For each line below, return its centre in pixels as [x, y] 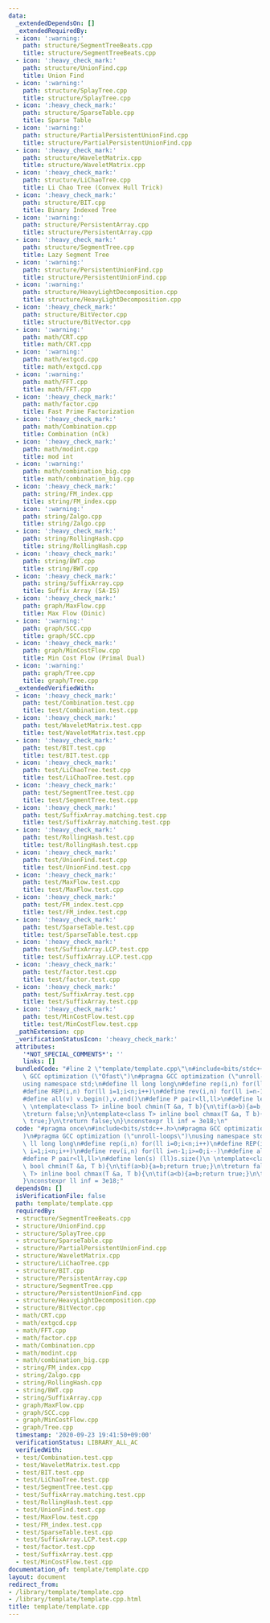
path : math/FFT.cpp [55, 382]
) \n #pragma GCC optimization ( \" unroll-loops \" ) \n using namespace [136, 1137]
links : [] [39, 1061]
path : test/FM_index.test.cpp [74, 905]
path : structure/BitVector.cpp [75, 314]
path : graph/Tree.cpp [59, 673]
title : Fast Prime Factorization [79, 412]
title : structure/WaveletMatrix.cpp [84, 166]
